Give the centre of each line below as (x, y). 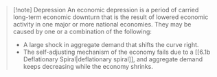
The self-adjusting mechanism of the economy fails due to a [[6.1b (117, 52)
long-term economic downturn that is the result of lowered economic (111, 17)
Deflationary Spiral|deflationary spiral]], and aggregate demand (113, 59)
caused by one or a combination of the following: (82, 31)
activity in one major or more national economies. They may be (102, 24)
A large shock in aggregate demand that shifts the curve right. (111, 45)
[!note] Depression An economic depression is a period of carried (106, 10)
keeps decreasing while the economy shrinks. (88, 66)
